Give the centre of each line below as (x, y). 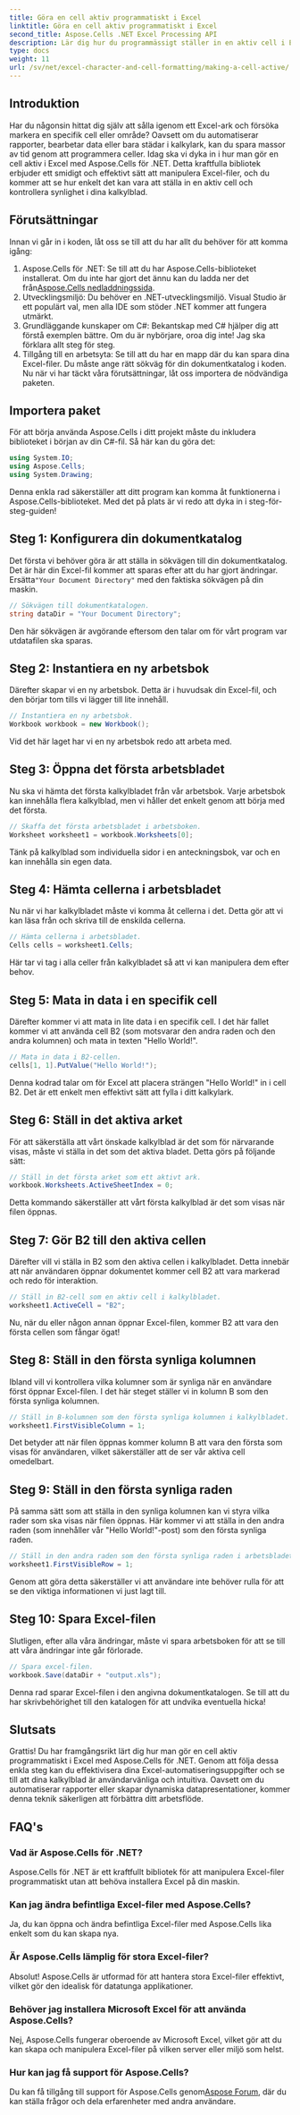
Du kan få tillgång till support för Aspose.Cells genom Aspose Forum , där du (148, 2092)
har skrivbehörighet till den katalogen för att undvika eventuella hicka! (137, 1701)
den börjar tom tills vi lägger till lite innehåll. (89, 700)
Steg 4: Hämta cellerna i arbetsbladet (115, 890)
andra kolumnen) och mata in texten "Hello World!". (104, 1040)
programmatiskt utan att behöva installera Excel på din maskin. (125, 1881)
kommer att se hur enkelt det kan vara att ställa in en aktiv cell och (131, 182)
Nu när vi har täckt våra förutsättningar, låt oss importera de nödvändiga (155, 373)
